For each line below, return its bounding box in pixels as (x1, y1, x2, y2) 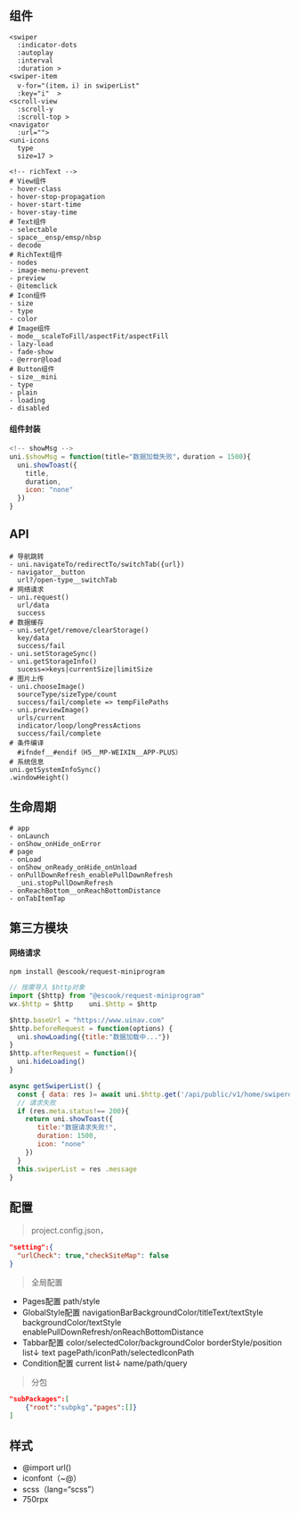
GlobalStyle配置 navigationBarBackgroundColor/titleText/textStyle (21, 1307, 264, 1318)
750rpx (21, 1494, 49, 1505)
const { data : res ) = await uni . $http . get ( (17, 1090, 181, 1099)
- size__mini (9, 372, 58, 381)
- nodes (9, 258, 38, 267)
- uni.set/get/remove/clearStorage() (9, 626, 149, 635)
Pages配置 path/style (21, 1295, 101, 1306)
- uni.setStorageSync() (9, 649, 98, 658)
